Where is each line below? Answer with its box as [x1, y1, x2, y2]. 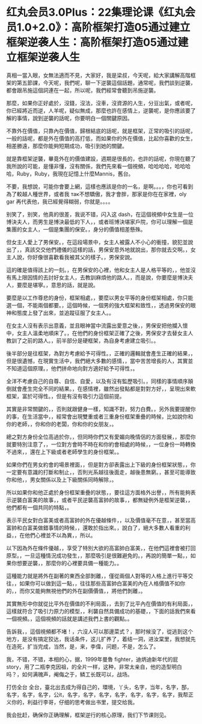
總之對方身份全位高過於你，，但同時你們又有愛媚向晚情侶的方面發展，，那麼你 [6, 433, 196, 440]
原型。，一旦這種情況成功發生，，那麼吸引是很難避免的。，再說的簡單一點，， [6, 551, 191, 559]
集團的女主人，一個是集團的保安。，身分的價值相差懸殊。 [6, 225, 146, 233]
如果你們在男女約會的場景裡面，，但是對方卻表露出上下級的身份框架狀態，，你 [6, 461, 196, 468]
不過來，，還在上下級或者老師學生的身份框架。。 [6, 448, 122, 455]
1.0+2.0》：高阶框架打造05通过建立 [17, 20, 191, 34]
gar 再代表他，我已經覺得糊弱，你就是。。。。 [6, 198, 114, 205]
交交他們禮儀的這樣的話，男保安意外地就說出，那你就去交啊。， [35, 246, 191, 253]
